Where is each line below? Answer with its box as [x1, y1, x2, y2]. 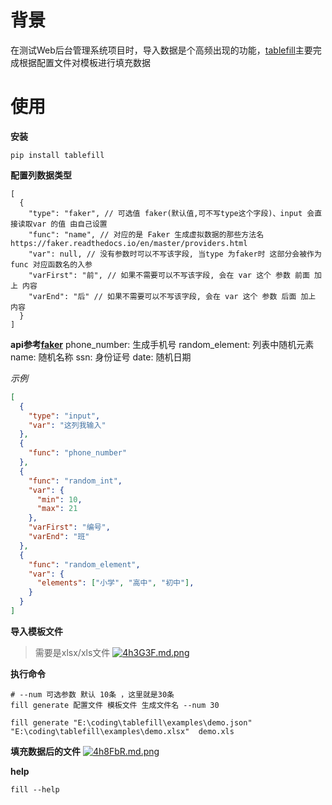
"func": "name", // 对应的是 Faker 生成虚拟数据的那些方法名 [28, 229, 265, 240]
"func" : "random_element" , [28, 559, 141, 570]
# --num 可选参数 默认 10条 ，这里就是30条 [10, 689, 175, 700]
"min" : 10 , [36, 494, 83, 505]
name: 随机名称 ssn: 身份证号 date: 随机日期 [10, 351, 192, 363]
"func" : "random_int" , [28, 476, 123, 486]
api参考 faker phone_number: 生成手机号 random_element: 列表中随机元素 [10, 338, 315, 350]
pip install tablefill [10, 150, 105, 160]
